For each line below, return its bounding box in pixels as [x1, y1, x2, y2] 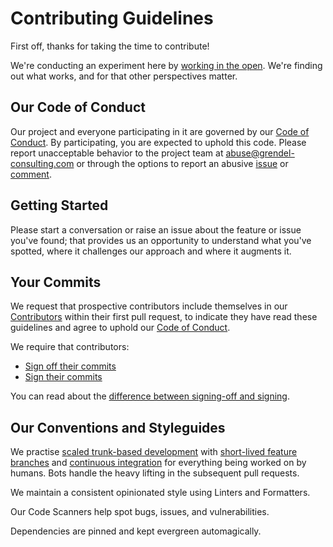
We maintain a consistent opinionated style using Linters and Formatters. [10, 487, 311, 499]
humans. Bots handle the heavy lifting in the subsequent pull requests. [10, 467, 300, 479]
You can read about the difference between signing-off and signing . [10, 390, 290, 402]
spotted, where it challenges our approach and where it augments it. [10, 245, 292, 257]
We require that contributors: [10, 341, 130, 353]
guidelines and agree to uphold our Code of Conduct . [10, 322, 231, 334]
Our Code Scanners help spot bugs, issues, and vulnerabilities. [10, 506, 270, 518]
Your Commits [10, 273, 102, 291]
